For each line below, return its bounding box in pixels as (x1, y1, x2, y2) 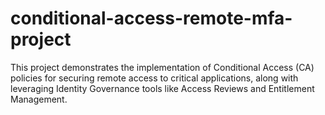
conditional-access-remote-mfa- (10, 7, 293, 30)
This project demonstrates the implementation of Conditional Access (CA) (10, 61, 315, 73)
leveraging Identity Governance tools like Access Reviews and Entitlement (10, 82, 315, 94)
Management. (10, 93, 68, 105)
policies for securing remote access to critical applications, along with (10, 72, 299, 84)
